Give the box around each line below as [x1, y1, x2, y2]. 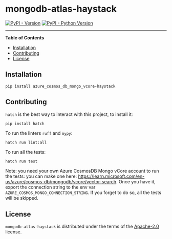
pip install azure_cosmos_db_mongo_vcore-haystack [5, 84, 116, 89]
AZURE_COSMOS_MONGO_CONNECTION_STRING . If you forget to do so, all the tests [5, 189, 162, 196]
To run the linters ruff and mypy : [5, 130, 73, 136]
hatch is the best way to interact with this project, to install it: [5, 111, 133, 117]
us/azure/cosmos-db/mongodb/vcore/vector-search [5, 179, 117, 185]
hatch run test [5, 159, 38, 164]
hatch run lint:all [5, 140, 47, 146]
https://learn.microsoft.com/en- [78, 173, 145, 179]
